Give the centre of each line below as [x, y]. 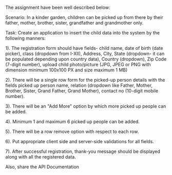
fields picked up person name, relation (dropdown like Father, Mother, [79, 85]
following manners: [26, 38]
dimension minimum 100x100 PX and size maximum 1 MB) [66, 70]
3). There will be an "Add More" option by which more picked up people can [86, 106]
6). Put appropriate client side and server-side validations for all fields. [80, 141]
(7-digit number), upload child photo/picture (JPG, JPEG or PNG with [78, 64]
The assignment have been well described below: [58, 7]
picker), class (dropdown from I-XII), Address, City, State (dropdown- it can [85, 54]
